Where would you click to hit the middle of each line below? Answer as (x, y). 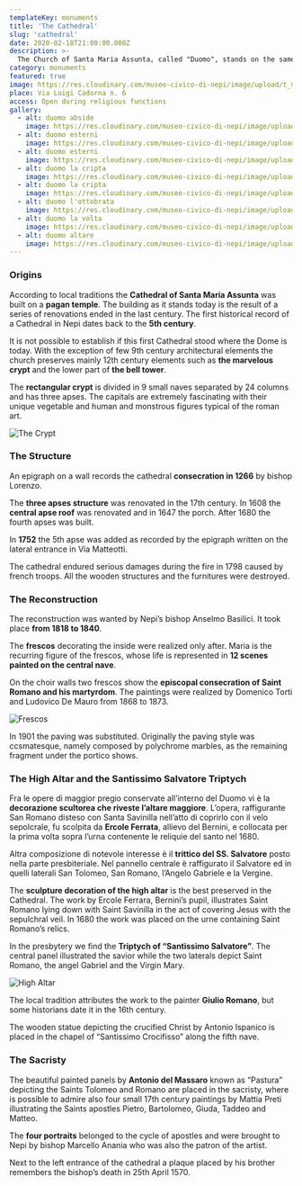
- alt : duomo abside (56, 118)
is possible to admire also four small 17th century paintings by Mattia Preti (146, 1099)
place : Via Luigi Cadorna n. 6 (68, 93)
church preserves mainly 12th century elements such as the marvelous (142, 360)
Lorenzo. (26, 485)
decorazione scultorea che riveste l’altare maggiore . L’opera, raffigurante (147, 808)
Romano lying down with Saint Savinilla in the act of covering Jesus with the (150, 910)
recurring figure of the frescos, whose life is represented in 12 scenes (139, 656)
